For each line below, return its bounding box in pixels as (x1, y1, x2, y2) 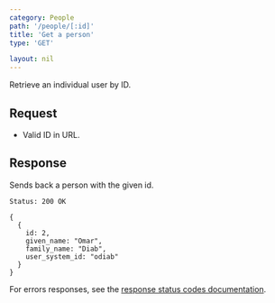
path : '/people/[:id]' (9, 22, 95, 31)
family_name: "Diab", (25, 244, 106, 253)
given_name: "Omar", (25, 236, 103, 245)
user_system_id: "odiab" (25, 252, 119, 262)
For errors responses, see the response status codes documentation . (9, 283, 267, 294)
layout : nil (9, 55, 54, 64)
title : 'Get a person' (9, 30, 95, 39)
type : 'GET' (9, 38, 54, 48)
